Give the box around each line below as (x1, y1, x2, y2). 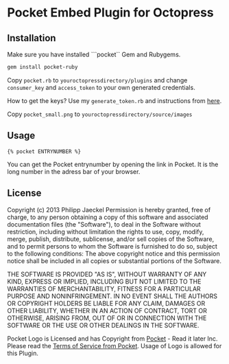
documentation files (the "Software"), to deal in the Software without (7, 220, 201, 228)
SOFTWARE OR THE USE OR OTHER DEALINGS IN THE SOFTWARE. (7, 321, 200, 329)
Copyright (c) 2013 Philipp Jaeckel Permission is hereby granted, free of (7, 205, 211, 214)
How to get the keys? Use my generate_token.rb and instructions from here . (7, 96, 222, 104)
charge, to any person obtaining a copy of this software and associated (7, 213, 208, 221)
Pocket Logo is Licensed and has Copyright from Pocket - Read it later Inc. (7, 334, 218, 343)
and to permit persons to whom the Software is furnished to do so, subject (7, 242, 218, 250)
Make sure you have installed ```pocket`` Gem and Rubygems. (7, 50, 181, 58)
